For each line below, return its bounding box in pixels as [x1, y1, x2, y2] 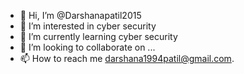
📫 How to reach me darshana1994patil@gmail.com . [19, 53, 235, 64]
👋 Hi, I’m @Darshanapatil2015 [19, 10, 142, 21]
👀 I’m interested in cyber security [19, 20, 157, 32]
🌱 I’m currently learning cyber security [19, 31, 178, 42]
